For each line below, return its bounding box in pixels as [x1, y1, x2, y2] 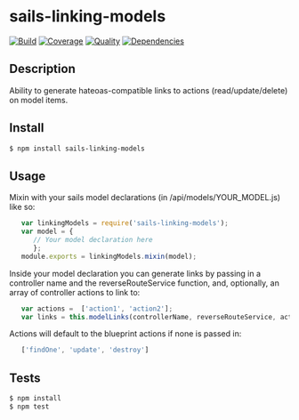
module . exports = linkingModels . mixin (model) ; [20, 252, 198, 261]
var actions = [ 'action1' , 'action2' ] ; [20, 304, 174, 313]
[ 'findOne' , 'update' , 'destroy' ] [20, 345, 149, 355]
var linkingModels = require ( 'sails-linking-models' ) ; [20, 219, 229, 228]
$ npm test [9, 402, 50, 411]
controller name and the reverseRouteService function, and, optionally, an [9, 278, 280, 288]
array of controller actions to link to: [9, 287, 141, 297]
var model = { [20, 227, 74, 237]
